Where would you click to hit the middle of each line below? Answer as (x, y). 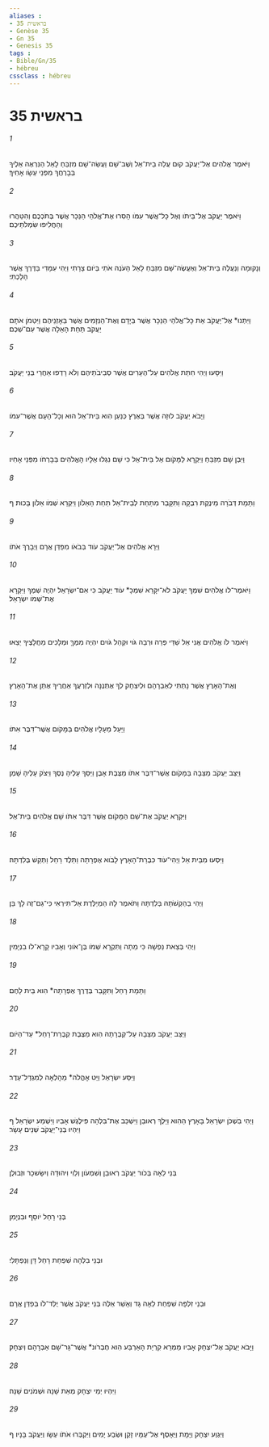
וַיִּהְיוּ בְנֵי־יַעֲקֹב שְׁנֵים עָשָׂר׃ (45, 1129)
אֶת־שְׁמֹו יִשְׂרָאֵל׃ (32, 598)
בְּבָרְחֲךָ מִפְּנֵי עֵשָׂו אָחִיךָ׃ (42, 172)
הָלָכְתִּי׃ (19, 276)
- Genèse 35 (29, 31)
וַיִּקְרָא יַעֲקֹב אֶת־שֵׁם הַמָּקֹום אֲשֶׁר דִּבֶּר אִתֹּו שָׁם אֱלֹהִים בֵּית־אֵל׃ (98, 816)
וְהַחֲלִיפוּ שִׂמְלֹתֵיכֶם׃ (36, 225)
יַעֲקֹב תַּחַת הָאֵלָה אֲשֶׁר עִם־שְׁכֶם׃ (55, 329)
